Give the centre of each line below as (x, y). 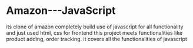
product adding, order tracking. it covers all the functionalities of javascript (96, 39)
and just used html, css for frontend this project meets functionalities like (94, 32)
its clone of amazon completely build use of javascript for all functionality (95, 27)
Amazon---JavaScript (61, 11)
